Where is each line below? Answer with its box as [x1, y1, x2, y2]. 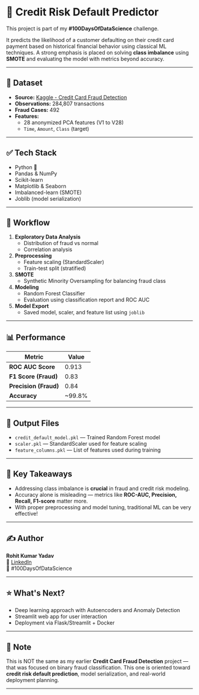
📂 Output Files [6, 418, 59, 428]
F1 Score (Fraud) [9, 372, 58, 381]
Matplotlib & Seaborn [14, 182, 66, 189]
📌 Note [6, 642, 31, 652]
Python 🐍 [14, 163, 37, 170]
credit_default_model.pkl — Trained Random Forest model [14, 434, 161, 440]
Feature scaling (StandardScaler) [23, 259, 105, 266]
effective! [14, 510, 38, 517]
